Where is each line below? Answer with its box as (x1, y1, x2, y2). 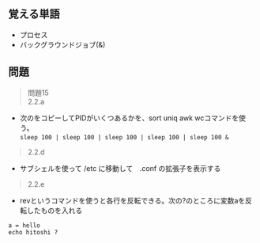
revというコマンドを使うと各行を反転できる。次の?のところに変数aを (19, 196, 246, 205)
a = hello (8, 221, 41, 230)
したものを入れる (26, 205, 83, 215)
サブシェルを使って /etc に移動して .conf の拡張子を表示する (19, 163, 221, 173)
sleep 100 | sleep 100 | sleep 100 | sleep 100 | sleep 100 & (19, 133, 229, 141)
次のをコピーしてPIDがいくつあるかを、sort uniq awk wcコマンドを (19, 113, 239, 123)
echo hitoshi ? (8, 228, 58, 236)
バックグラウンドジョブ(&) (19, 40, 106, 49)
